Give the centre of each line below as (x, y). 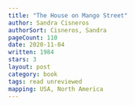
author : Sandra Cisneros (49, 23)
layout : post (29, 67)
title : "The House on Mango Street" (68, 15)
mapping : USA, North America (56, 89)
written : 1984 (31, 52)
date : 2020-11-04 (36, 45)
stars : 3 (22, 60)
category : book (33, 74)
